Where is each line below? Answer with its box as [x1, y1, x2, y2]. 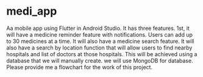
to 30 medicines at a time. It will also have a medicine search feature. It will [6, 37, 194, 45]
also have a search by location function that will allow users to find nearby [6, 44, 193, 51]
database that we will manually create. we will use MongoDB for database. [6, 57, 193, 64]
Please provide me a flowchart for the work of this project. [6, 63, 153, 71]
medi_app [6, 4, 57, 18]
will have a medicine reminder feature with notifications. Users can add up [6, 31, 193, 38]
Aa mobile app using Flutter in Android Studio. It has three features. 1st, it [6, 24, 190, 32]
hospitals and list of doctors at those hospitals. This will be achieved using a [6, 50, 198, 57]
